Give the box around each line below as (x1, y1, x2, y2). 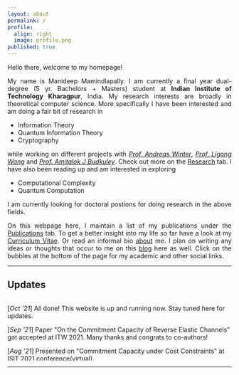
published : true (7, 43, 55, 51)
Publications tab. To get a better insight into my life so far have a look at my (7, 229, 232, 237)
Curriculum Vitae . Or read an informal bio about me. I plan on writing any (7, 236, 233, 245)
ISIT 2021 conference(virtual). (7, 354, 95, 363)
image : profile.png (14, 37, 72, 44)
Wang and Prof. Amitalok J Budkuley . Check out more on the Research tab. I (7, 157, 232, 166)
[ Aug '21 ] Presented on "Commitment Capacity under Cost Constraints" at (7, 347, 225, 355)
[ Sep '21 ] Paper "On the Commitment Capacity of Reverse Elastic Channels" (7, 325, 230, 334)
